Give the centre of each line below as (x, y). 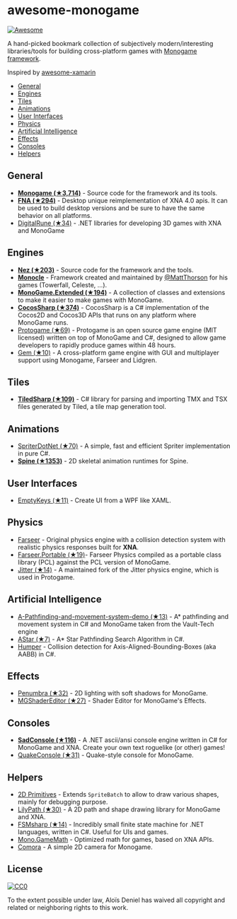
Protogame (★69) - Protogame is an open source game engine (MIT (117, 330)
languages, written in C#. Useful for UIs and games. (93, 832)
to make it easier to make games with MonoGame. (91, 300)
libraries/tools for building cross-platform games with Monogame (102, 51)
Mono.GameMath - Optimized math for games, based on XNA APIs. (116, 840)
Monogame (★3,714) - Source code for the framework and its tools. (117, 192)
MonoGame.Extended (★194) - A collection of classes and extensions (121, 292)
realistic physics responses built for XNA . (78, 547)
